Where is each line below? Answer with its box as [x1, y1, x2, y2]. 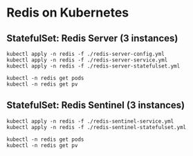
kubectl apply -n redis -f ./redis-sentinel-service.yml [6, 117, 174, 125]
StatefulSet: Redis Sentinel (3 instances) [6, 99, 185, 111]
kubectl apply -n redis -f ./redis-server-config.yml [6, 50, 165, 57]
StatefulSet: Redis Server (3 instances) [6, 32, 178, 44]
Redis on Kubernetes [6, 5, 129, 21]
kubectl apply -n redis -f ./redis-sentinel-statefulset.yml [6, 124, 187, 130]
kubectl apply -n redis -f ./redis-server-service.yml [6, 57, 168, 64]
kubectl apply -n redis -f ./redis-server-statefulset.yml [6, 63, 181, 70]
